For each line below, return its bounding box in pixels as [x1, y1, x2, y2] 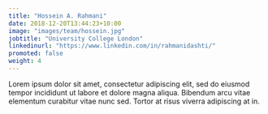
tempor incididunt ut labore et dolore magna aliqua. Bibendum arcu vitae [8, 87, 251, 97]
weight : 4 [8, 57, 42, 65]
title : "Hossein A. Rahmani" [8, 11, 107, 20]
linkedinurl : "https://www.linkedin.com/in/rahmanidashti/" [8, 42, 217, 50]
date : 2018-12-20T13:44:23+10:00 [8, 19, 122, 27]
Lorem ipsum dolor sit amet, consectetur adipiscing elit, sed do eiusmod [8, 78, 250, 89]
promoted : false [8, 49, 63, 57]
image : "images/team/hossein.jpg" [8, 27, 126, 35]
